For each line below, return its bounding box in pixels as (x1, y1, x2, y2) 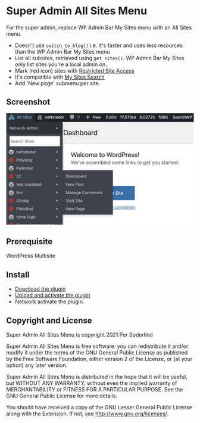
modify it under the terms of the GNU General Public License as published (6, 349, 188, 356)
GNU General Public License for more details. (6, 392, 118, 399)
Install (6, 269, 30, 279)
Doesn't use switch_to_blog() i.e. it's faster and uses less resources (14, 42, 183, 49)
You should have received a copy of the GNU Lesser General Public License (6, 403, 192, 410)
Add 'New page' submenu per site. (14, 79, 101, 87)
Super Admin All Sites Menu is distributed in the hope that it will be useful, (6, 373, 187, 380)
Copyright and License (6, 315, 92, 325)
